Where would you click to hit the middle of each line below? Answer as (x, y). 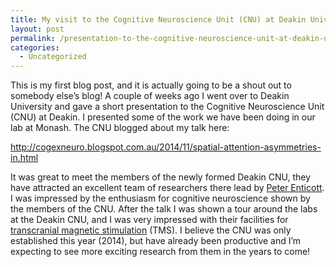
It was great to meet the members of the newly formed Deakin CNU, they (161, 177)
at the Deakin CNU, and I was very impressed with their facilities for (149, 220)
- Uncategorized (53, 57)
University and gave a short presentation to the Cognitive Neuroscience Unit (167, 107)
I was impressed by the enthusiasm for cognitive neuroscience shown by (160, 198)
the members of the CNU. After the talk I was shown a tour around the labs (164, 209)
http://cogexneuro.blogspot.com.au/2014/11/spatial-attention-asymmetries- (166, 147)
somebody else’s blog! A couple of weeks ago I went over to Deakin (150, 96)
